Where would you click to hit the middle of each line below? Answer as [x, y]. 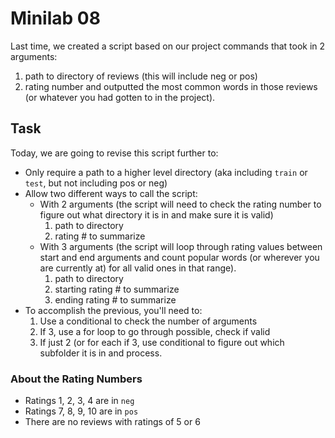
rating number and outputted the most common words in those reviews [171, 86]
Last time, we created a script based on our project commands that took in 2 [168, 46]
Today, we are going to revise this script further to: [114, 153]
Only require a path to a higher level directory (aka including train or [166, 172]
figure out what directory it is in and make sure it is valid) [156, 214]
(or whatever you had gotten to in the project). [120, 97]
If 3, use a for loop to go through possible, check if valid [155, 331]
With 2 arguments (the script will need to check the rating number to [180, 204]
